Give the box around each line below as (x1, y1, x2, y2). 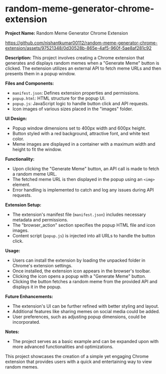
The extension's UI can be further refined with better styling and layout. (12, 303, 159, 309)
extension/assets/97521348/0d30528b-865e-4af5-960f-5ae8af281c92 (5, 45, 152, 51)
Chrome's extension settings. (12, 262, 73, 268)
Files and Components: (5, 80, 54, 86)
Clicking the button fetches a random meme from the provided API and (12, 278, 158, 284)
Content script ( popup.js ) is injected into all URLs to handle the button (12, 232, 156, 238)
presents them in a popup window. (5, 70, 76, 76)
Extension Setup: (5, 201, 41, 207)
